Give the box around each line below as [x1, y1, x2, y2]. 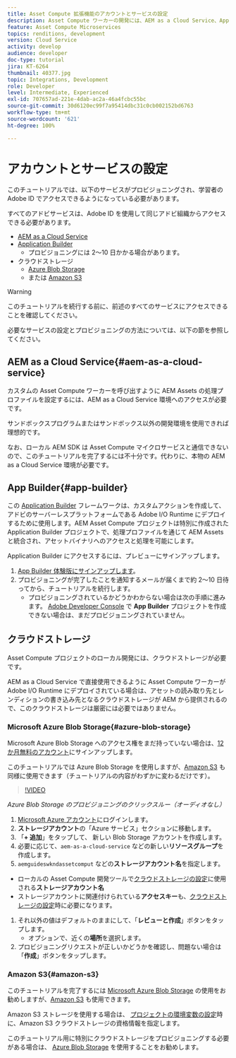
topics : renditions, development [7, 30, 106, 37]
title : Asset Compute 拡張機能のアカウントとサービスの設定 [7, 10, 168, 18]
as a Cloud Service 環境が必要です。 [7, 461, 113, 469]
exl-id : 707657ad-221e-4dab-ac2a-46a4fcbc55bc [7, 96, 147, 103]
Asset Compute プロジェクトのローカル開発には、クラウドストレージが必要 [7, 653, 227, 662]
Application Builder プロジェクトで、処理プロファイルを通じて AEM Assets [7, 528, 224, 536]
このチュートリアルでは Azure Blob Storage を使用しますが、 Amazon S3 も [7, 763, 225, 771]
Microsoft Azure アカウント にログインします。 [17, 816, 152, 824]
